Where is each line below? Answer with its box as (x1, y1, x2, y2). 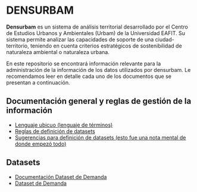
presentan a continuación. (6, 78, 70, 86)
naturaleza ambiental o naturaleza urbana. (6, 48, 110, 55)
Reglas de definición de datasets (14, 127, 95, 134)
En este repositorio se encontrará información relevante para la (6, 60, 161, 67)
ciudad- (155, 36, 174, 43)
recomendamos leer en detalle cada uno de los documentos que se (6, 73, 171, 80)
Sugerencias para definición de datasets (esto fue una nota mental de (14, 134, 186, 141)
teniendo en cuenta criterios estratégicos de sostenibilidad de (30, 42, 183, 49)
